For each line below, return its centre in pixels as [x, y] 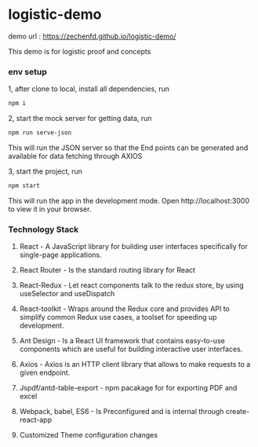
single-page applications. [60, 255]
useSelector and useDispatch [67, 294]
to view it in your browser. [50, 209]
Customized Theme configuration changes [89, 435]
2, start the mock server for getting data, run [80, 119]
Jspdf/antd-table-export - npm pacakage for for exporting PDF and [128, 388]
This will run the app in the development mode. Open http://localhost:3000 [129, 200]
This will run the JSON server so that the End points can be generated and [128, 148]
